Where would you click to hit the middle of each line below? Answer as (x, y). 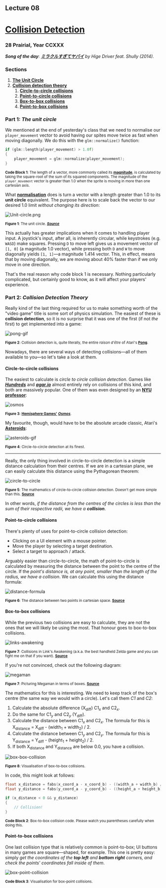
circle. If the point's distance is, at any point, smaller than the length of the (81, 571)
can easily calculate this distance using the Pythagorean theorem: (72, 471)
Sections (16, 69)
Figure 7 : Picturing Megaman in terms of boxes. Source (52, 684)
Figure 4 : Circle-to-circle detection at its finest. (45, 447)
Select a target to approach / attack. (49, 551)
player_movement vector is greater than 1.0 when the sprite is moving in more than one (78, 181)
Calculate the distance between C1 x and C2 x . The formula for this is (81, 721)
